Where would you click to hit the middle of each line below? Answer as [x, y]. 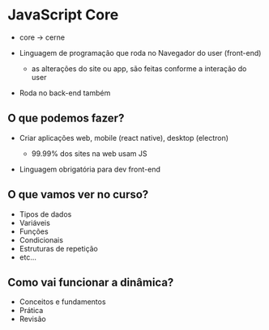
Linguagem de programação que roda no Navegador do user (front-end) [140, 53]
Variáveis [34, 222]
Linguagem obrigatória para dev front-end [90, 169]
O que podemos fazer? [66, 118]
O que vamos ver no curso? [78, 195]
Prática [31, 311]
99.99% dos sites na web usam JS [89, 153]
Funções [34, 231]
